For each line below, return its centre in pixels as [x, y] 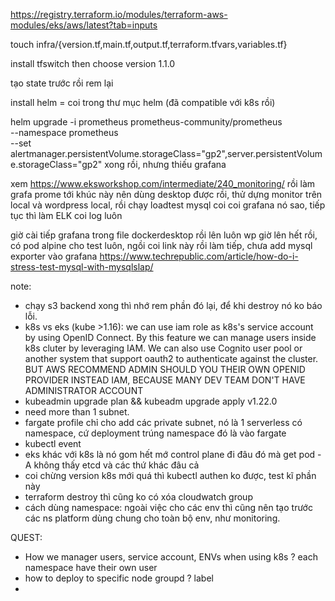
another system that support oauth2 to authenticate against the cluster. [171, 358]
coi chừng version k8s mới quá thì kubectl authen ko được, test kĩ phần [170, 475]
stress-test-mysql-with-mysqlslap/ [82, 267]
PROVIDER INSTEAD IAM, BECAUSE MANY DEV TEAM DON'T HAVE [165, 380]
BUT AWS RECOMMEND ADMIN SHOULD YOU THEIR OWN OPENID [165, 369]
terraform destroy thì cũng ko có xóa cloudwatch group [138, 497]
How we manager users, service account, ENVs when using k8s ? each [171, 557]
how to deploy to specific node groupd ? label [119, 578]
